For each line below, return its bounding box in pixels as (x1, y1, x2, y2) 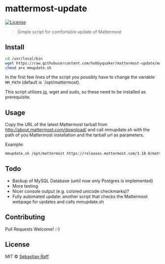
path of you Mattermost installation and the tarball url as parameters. (5, 132, 144, 138)
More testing (12, 183, 38, 189)
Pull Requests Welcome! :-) (5, 226, 60, 232)
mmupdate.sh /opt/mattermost (5, 151, 65, 156)
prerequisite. (5, 94, 31, 100)
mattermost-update (5, 3, 87, 14)
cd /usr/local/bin (5, 56, 43, 61)
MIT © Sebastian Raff (5, 253, 49, 259)
